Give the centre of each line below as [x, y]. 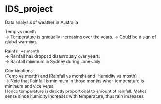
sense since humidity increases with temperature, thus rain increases [74, 96]
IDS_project [29, 9]
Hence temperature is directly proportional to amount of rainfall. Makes [76, 91]
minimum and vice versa [30, 86]
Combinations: [20, 70]
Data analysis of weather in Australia [42, 22]
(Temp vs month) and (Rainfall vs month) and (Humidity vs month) [71, 76]
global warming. [21, 41]
